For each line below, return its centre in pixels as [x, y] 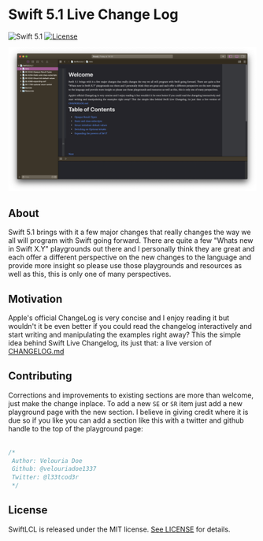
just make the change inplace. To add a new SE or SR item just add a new [125, 403]
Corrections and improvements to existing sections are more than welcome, [131, 395]
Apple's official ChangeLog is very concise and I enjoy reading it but [119, 318]
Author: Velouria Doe [47, 461]
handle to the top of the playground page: [76, 428]
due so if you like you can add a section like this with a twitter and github [126, 420]
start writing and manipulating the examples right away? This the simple [125, 334]
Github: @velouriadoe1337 [54, 469]
